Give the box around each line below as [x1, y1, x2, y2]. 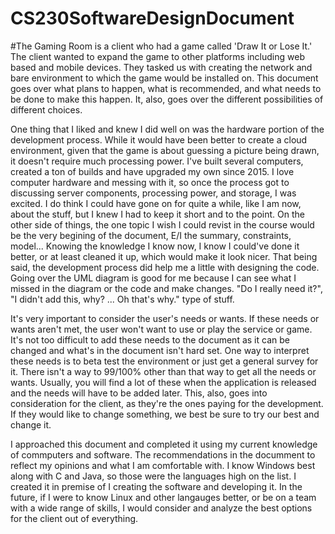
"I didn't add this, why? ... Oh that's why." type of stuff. [10, 293, 235, 305]
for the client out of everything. [10, 512, 139, 524]
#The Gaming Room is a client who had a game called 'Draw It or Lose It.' [10, 40, 313, 52]
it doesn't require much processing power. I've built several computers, [10, 155, 304, 167]
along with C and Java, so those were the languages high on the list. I [10, 470, 297, 482]
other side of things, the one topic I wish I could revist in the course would [10, 218, 315, 231]
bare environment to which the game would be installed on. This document [10, 72, 319, 84]
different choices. [10, 103, 83, 116]
